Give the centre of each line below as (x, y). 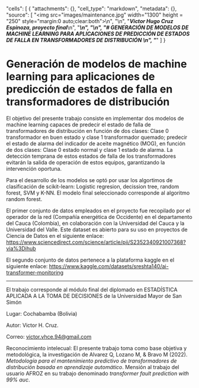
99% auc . (18, 380)
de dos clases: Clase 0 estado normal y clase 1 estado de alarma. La (89, 150)
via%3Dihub (21, 248)
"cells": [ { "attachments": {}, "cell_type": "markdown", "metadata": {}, (92, 9)
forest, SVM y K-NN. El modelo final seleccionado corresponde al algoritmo (98, 193)
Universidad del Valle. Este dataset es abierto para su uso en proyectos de (97, 229)
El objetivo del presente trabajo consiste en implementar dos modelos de (95, 118)
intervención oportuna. (34, 168)
